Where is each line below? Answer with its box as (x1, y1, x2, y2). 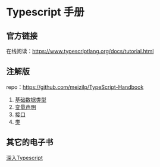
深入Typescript (6, 154, 43, 161)
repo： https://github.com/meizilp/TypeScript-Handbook (6, 83, 144, 91)
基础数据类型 (14, 96, 46, 103)
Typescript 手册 (6, 5, 84, 19)
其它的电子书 (6, 137, 54, 147)
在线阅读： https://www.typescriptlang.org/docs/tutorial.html (6, 48, 154, 54)
